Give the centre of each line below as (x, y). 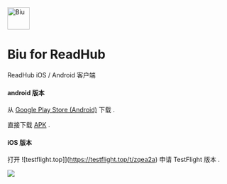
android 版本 (26, 92)
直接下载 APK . (29, 125)
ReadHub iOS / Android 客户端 (51, 75)
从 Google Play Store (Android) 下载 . (61, 110)
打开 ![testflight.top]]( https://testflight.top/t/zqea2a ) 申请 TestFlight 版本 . (113, 160)
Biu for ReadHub (56, 54)
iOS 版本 (20, 142)
